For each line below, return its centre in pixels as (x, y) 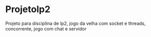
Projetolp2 (28, 9)
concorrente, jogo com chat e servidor (46, 28)
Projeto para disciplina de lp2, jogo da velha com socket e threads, (75, 23)
